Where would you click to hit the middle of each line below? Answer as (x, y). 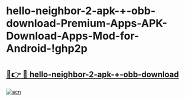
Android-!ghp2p (47, 49)
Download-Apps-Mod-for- (73, 36)
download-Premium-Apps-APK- (87, 23)
